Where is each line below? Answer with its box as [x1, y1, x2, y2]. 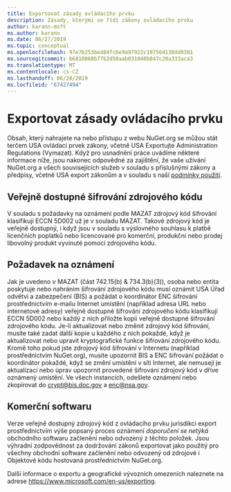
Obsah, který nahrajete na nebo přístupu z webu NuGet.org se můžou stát [7, 134, 218, 142]
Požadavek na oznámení [7, 259, 115, 271]
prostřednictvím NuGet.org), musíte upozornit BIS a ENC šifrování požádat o [7, 351, 224, 359]
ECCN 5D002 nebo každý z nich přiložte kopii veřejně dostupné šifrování [7, 314, 215, 323]
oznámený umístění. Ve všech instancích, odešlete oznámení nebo [7, 373, 197, 382]
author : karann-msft [7, 23, 67, 30]
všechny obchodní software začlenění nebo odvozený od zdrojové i [7, 448, 201, 457]
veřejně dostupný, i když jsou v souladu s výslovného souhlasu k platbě [7, 224, 211, 232]
